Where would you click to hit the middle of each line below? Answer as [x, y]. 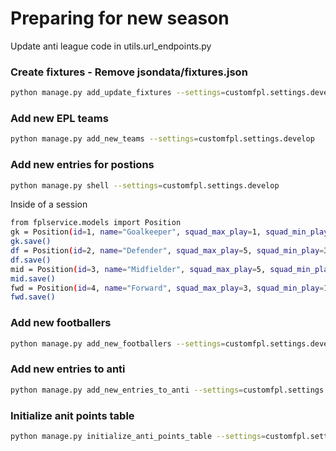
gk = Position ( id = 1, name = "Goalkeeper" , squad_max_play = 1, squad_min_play [169, 232]
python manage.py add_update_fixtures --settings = [118, 93]
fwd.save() [33, 297]
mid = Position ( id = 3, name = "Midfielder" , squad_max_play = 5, [138, 269]
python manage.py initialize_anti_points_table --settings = [138, 436]
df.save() [31, 260]
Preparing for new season [120, 18]
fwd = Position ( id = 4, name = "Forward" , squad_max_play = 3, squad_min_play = [167, 288]
